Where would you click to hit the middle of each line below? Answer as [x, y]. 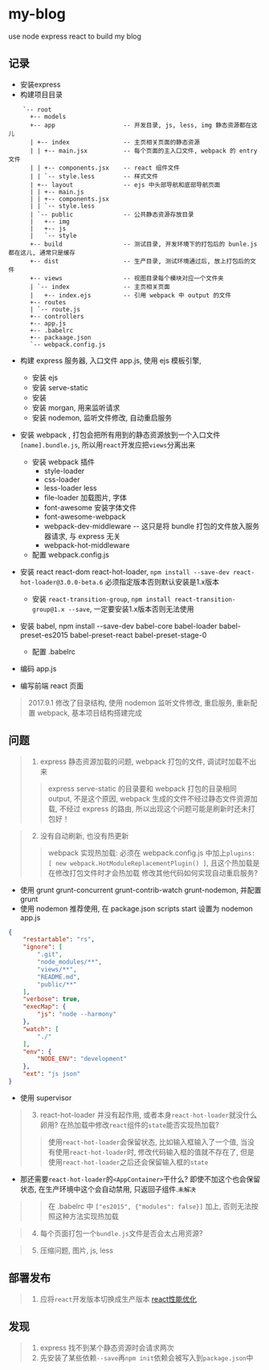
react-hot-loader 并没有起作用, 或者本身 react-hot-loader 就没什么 [149, 1115]
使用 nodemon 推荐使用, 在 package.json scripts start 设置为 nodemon [136, 908]
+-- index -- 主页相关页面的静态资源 [119, 142]
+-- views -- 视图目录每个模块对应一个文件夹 [126, 278]
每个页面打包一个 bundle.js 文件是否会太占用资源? [121, 1233]
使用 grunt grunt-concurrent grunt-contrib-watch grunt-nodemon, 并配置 [141, 890]
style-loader [64, 471]
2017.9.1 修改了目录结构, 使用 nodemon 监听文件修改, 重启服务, [131, 703]
